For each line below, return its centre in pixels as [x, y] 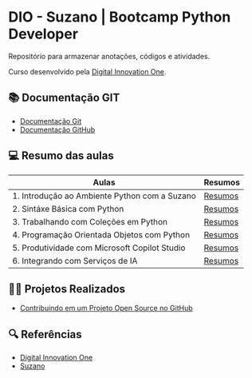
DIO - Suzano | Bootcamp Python [120, 17]
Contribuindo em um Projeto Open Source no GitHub [106, 308]
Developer [43, 34]
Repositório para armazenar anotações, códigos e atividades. [109, 56]
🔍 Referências [45, 334]
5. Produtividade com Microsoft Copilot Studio [99, 248]
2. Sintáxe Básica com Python [68, 209]
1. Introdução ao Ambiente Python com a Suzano [104, 196]
